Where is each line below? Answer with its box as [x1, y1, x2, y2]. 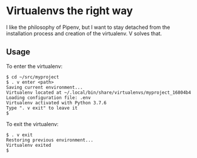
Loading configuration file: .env [6, 94, 91, 101]
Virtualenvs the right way [6, 4, 133, 18]
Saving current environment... [6, 84, 83, 90]
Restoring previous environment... [6, 137, 94, 143]
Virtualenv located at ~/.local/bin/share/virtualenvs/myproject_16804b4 [6, 90, 192, 96]
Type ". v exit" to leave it [6, 105, 78, 111]
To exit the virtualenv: [6, 120, 59, 127]
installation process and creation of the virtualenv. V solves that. [6, 29, 162, 37]
